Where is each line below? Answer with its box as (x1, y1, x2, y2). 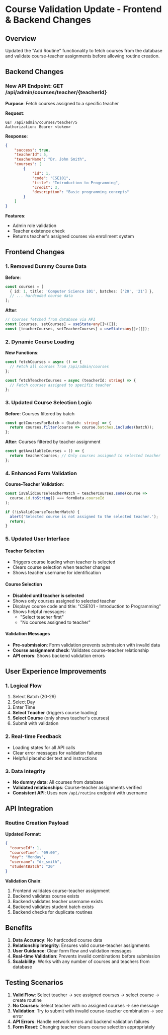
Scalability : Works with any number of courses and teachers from (12, 958, 150, 965)
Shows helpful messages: (12, 608, 66, 615)
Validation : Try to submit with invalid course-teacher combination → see (12, 1008, 163, 1014)
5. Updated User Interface (5, 535, 70, 542)
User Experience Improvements (5, 667, 107, 676)
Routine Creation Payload (5, 820, 69, 827)
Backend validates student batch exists (12, 904, 94, 910)
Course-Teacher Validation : (5, 481, 64, 487)
